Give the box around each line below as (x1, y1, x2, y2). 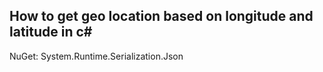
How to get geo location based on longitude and (9, 8, 314, 25)
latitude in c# (9, 24, 93, 41)
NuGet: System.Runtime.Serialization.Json (9, 50, 184, 62)
